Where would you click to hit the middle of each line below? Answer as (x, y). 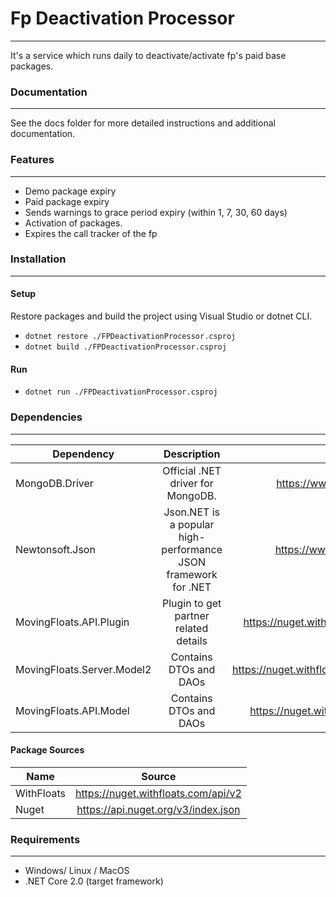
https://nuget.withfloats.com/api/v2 (158, 793)
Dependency (83, 454)
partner (192, 615)
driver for (191, 483)
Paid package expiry (67, 201)
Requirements (45, 839)
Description (192, 454)
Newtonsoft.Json (55, 549)
